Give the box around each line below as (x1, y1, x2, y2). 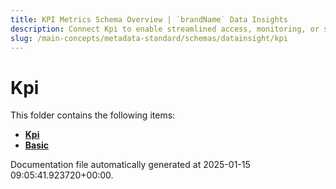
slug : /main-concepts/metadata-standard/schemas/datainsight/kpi (10, 33, 288, 43)
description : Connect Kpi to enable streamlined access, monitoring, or (10, 24, 320, 34)
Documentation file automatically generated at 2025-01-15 (10, 159, 251, 171)
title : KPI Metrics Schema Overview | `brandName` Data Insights (10, 14, 288, 25)
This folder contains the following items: (10, 109, 176, 121)
